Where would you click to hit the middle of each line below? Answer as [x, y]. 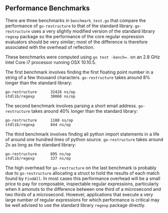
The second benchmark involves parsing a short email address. [71, 106]
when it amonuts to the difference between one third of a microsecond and [83, 189]
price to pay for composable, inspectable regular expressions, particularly [82, 184]
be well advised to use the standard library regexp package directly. [75, 205]
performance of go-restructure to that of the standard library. [69, 26]
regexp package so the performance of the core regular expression [75, 36]
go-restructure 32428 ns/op [40, 92]
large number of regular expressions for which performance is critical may [82, 200]
